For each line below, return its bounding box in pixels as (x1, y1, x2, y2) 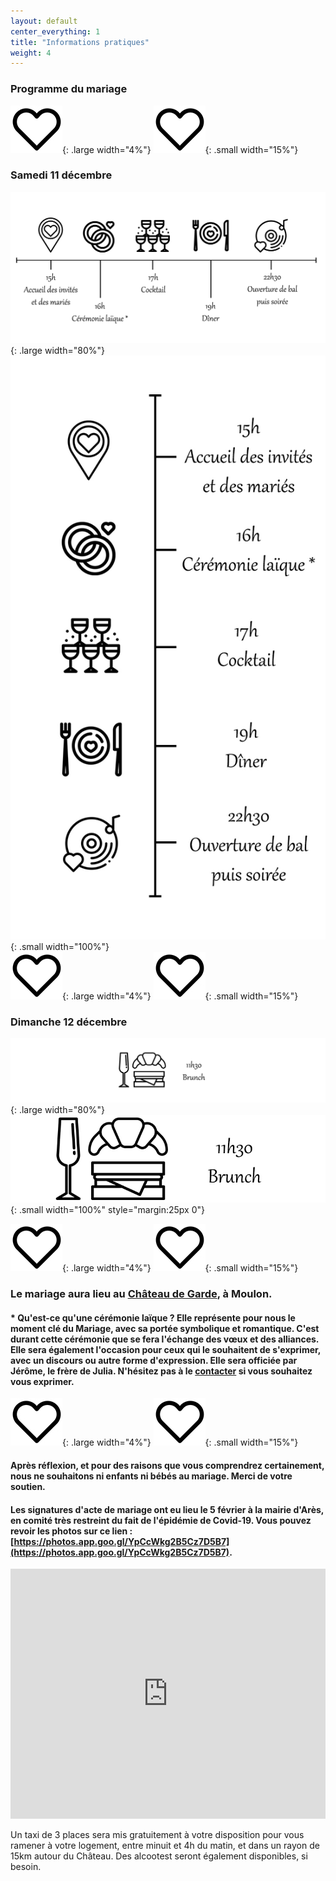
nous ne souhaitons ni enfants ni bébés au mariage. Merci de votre (10, 1470, 293, 1482)
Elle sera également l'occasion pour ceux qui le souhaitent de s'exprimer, (10, 1343, 322, 1355)
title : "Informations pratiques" (10, 37, 150, 47)
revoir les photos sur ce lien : (10, 1525, 133, 1537)
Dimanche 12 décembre (10, 1015, 128, 1029)
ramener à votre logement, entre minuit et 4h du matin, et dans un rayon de (10, 1840, 320, 1852)
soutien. (10, 1481, 46, 1493)
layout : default (10, 16, 78, 26)
